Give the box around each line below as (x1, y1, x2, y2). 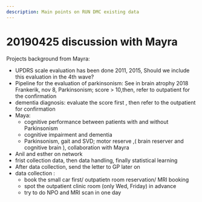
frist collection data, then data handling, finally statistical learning (15, 157, 178, 164)
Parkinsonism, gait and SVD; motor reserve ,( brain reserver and (24, 137, 184, 145)
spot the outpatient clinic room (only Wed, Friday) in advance (24, 182, 177, 189)
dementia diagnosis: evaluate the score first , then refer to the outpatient (15, 99, 196, 106)
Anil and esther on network (15, 150, 83, 157)
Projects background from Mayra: (6, 55, 90, 62)
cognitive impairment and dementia (24, 131, 113, 138)
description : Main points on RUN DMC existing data (6, 8, 139, 15)
